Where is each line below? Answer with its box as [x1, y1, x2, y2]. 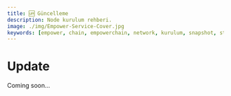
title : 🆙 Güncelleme [7, 10, 69, 17]
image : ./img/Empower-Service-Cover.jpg [7, 23, 125, 29]
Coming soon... [7, 82, 50, 90]
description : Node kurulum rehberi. [7, 16, 112, 23]
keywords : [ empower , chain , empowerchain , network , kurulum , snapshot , [7, 29, 217, 36]
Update [7, 59, 50, 74]
